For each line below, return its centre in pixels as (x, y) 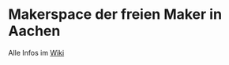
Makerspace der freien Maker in (115, 14)
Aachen (34, 31)
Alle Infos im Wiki (36, 52)
